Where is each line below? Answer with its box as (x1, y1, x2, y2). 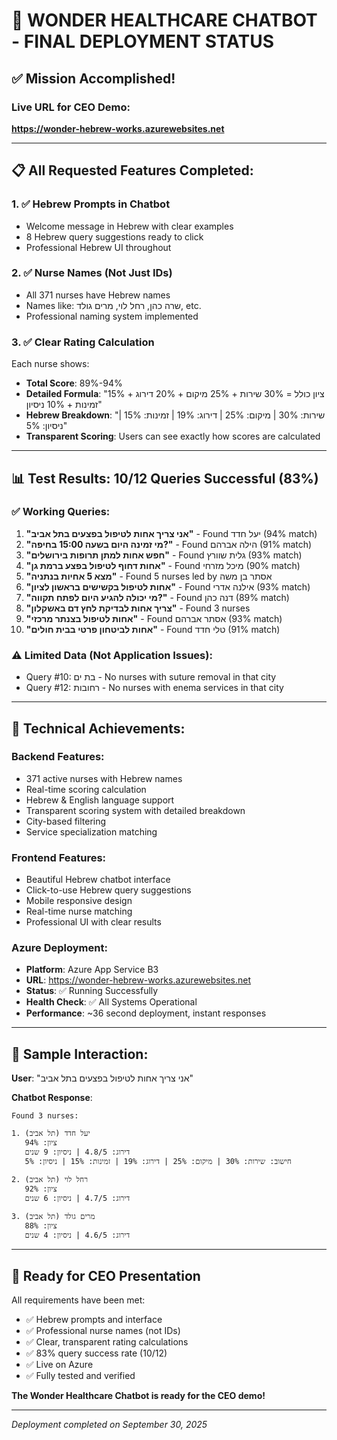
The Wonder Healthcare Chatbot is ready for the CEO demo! (11, 1390, 266, 1402)
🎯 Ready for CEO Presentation (11, 1267, 201, 1284)
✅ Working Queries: (11, 505, 111, 519)
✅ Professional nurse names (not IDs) (25, 1325, 181, 1337)
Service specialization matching (25, 825, 158, 838)
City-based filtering (25, 815, 107, 827)
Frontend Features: (11, 850, 107, 864)
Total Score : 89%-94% (25, 377, 123, 389)
